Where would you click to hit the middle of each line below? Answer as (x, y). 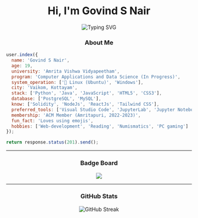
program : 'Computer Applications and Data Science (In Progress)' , (96, 77)
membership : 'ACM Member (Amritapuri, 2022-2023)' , (76, 115)
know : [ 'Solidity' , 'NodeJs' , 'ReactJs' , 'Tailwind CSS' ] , (85, 105)
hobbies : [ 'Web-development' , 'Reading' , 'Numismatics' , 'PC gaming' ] (100, 126)
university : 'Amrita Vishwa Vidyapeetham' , (65, 71)
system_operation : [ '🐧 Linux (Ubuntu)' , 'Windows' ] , (77, 82)
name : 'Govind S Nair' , (40, 60)
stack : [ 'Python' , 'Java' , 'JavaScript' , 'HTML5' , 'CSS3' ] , (87, 93)
